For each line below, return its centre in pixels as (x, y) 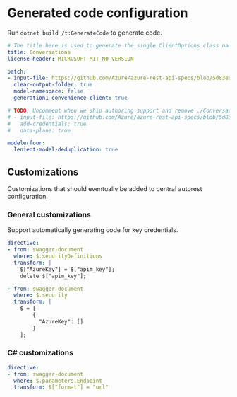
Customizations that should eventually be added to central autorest (105, 189)
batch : (17, 71)
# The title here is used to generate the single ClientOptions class (113, 45)
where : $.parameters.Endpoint (58, 381)
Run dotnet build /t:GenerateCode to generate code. (85, 33)
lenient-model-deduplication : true (66, 150)
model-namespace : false (48, 91)
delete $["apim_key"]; (53, 276)
